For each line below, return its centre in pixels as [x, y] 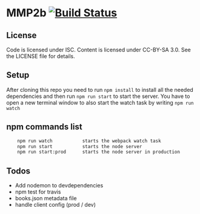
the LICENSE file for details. [41, 56]
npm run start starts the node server [80, 146]
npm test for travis [38, 192]
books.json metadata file [46, 198]
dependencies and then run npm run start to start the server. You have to [98, 96]
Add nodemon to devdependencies [59, 186]
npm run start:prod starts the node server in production [99, 152]
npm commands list [45, 127]
